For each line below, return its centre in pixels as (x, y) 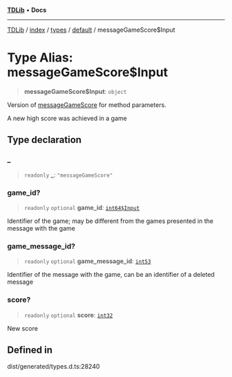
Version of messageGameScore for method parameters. (87, 105)
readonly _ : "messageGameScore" (68, 175)
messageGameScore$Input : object (75, 91)
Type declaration (44, 140)
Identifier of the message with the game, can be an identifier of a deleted (111, 275)
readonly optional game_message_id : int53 (87, 261)
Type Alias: (40, 58)
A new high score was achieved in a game (67, 118)
